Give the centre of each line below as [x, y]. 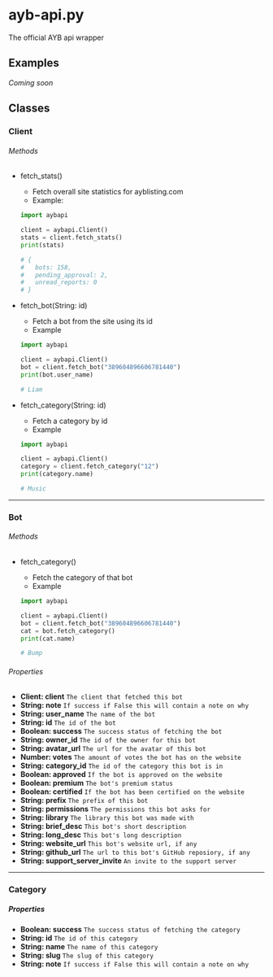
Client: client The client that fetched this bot [101, 696]
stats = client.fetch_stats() [71, 238]
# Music [33, 489]
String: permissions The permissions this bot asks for [115, 809]
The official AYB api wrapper [56, 37]
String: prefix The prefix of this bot [84, 800]
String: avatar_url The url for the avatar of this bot [113, 748]
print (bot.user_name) [56, 375]
